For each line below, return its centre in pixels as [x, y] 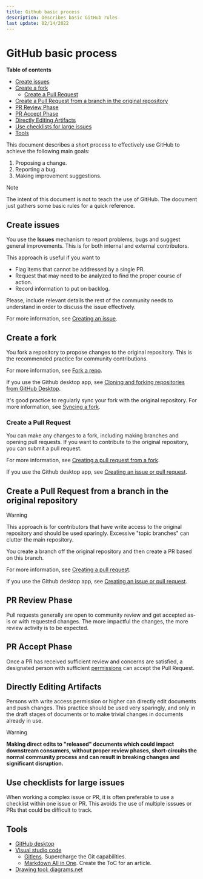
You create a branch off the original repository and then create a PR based [99, 551]
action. [24, 282]
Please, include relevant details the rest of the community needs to [90, 300]
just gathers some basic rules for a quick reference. [71, 206]
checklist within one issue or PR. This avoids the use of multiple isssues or [99, 804]
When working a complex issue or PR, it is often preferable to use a [90, 797]
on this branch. [25, 558]
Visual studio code [38, 850]
